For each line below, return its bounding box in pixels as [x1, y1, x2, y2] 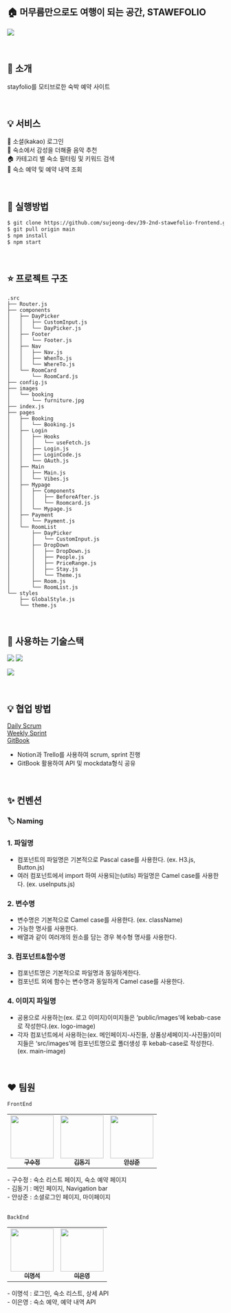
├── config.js [7, 379, 48, 386]
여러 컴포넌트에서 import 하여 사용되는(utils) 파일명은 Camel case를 [16, 871, 201, 879]
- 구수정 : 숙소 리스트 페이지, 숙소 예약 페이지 [7, 1176, 127, 1184]
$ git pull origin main [7, 226, 76, 233]
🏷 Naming [7, 816, 43, 826]
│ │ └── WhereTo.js [7, 361, 76, 368]
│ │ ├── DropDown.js [7, 547, 91, 554]
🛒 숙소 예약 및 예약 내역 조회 [7, 165, 82, 174]
